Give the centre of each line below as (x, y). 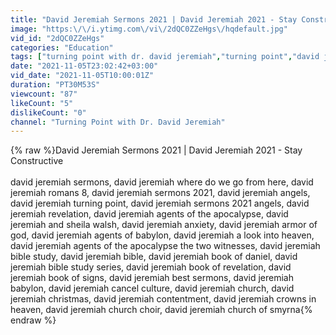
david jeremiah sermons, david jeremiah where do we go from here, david (162, 182)
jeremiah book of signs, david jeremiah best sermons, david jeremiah (152, 278)
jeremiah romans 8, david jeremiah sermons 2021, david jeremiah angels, (160, 193)
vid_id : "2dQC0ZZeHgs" (57, 38)
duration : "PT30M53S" (55, 85)
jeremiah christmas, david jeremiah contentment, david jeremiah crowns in (163, 299)
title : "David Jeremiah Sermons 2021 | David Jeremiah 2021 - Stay (154, 19)
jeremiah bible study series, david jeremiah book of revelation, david (151, 267)
